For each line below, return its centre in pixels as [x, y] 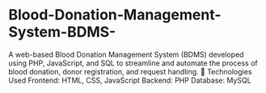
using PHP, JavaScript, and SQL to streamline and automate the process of [133, 63]
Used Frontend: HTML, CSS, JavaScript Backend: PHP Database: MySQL [130, 80]
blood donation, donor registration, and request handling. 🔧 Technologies [130, 71]
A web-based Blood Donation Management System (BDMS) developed [126, 54]
